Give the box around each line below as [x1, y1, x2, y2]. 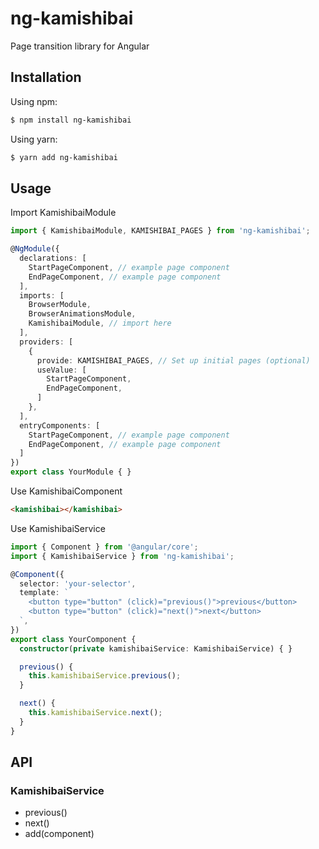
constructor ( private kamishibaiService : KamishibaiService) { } [19, 643, 293, 654]
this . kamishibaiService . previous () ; [28, 671, 182, 681]
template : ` [19, 588, 70, 598]
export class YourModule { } [10, 467, 132, 477]
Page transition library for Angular [10, 40, 150, 52]
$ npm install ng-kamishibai [10, 115, 132, 125]
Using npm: [10, 95, 58, 107]
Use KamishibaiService [10, 522, 106, 534]
